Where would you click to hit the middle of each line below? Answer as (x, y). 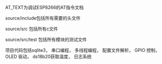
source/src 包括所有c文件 (32, 29)
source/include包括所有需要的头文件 (43, 18)
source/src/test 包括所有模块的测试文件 (46, 40)
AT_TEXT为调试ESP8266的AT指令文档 (45, 7)
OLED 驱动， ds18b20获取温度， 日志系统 (48, 56)
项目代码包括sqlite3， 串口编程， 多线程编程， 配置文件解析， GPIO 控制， (83, 50)
